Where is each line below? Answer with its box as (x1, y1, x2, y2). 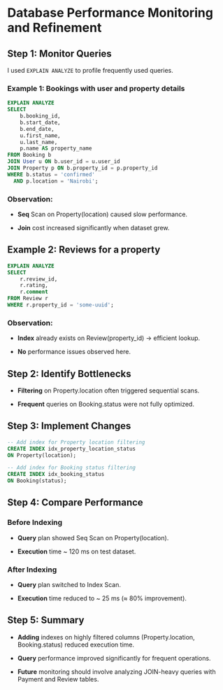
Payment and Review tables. (17, 675, 99, 683)
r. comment (20, 288, 49, 295)
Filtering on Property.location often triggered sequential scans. (17, 386, 200, 395)
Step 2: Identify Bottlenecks (7, 367, 131, 379)
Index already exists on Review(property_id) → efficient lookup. (17, 334, 201, 342)
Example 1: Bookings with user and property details (7, 83, 185, 93)
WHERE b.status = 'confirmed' (7, 171, 96, 178)
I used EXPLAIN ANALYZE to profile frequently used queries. (7, 66, 173, 74)
